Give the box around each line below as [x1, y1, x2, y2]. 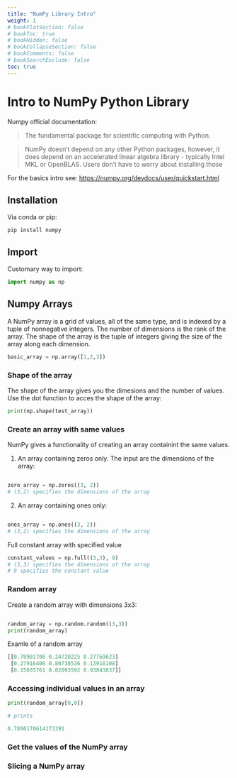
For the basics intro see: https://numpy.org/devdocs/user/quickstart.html [7, 173, 219, 182]
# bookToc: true [7, 30, 55, 38]
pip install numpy [7, 226, 62, 234]
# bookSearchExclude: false [7, 57, 91, 64]
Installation [7, 194, 58, 206]
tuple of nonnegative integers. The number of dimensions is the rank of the [7, 324, 226, 333]
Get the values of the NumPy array [7, 742, 129, 752]
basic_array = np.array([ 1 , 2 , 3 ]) [7, 353, 106, 361]
